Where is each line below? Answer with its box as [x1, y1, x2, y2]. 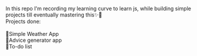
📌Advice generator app [5, 37, 63, 44]
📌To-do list [5, 43, 32, 50]
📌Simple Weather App [5, 31, 60, 37]
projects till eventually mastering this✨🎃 [5, 11, 103, 18]
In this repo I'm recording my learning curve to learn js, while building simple [5, 5, 191, 12]
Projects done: [5, 18, 41, 25]
